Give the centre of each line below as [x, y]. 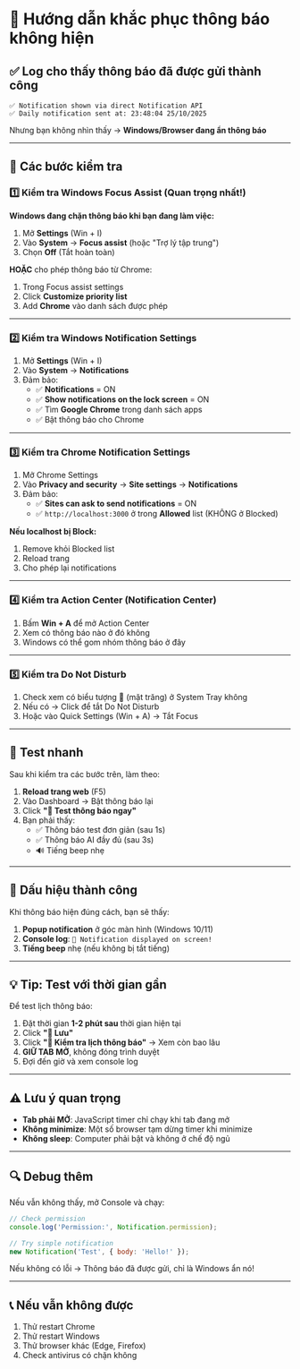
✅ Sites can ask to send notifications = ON [116, 504]
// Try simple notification [62, 1243]
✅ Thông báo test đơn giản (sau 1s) [100, 829]
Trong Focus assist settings [73, 287]
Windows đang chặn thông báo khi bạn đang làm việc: [112, 216]
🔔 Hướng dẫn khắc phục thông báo [140, 19]
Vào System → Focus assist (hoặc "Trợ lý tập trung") [121, 243]
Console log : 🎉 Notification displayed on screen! [117, 938]
